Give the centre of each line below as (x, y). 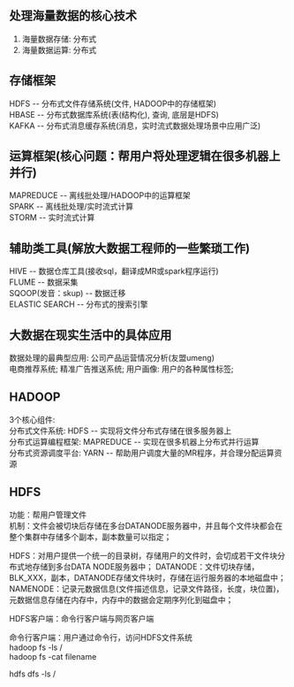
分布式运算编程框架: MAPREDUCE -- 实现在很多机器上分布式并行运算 (134, 441)
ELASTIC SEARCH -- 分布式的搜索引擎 (79, 304)
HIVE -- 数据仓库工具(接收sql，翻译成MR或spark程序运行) (114, 271)
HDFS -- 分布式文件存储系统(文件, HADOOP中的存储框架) (113, 103)
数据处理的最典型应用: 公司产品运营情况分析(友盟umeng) (112, 358)
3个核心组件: (32, 419)
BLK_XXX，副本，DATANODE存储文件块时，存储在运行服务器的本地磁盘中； (147, 577)
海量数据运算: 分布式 (59, 50)
